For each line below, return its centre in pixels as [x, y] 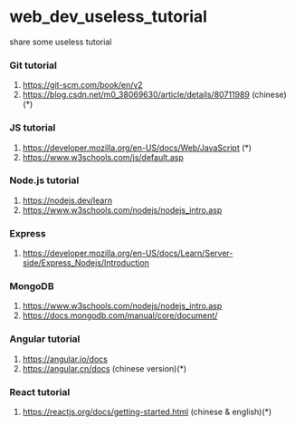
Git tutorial [33, 65]
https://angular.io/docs [65, 359]
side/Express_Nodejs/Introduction [86, 263]
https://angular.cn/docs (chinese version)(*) [105, 368]
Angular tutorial [45, 339]
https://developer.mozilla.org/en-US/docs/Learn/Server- [128, 253]
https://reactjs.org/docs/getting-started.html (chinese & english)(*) [147, 412]
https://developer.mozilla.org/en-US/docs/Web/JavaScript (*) [137, 148]
